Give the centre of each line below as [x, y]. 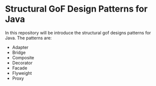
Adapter [20, 47]
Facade [20, 68]
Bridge [19, 52]
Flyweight [22, 73]
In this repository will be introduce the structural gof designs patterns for [78, 33]
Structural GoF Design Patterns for [76, 9]
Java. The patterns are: [29, 38]
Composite [23, 57]
